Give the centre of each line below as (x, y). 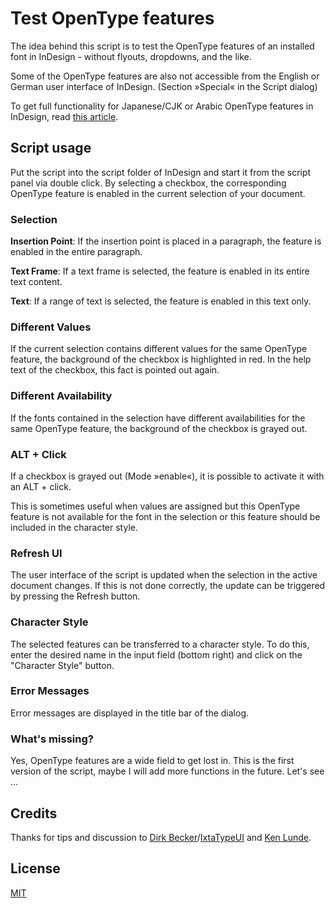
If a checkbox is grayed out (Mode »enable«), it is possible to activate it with (167, 476)
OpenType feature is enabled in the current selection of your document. (158, 193)
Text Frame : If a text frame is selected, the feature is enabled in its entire (160, 271)
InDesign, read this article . (64, 116)
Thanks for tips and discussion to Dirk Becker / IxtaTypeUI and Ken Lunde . (161, 837)
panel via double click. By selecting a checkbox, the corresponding (148, 183)
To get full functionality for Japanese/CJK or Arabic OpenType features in (162, 106)
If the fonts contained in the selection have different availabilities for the (158, 418)
